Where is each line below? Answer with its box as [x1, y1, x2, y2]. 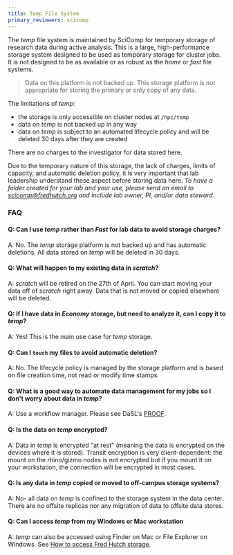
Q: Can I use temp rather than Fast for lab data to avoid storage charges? [8, 226, 221, 234]
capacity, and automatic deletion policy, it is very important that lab [8, 169, 199, 177]
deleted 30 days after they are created [17, 134, 128, 143]
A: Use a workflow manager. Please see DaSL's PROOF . [8, 410, 167, 418]
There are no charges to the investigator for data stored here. [8, 148, 183, 156]
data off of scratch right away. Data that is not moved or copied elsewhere [8, 286, 220, 295]
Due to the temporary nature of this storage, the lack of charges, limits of [8, 161, 216, 170]
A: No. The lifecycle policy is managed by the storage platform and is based [8, 364, 224, 372]
